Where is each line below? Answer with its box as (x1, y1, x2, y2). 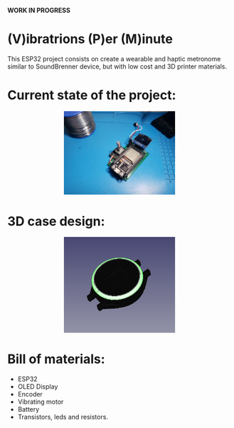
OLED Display (17, 382, 58, 391)
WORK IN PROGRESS (7, 6, 71, 14)
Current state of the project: (7, 87, 176, 103)
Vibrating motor (17, 397, 64, 406)
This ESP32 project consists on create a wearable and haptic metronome (7, 54, 221, 63)
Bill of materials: (7, 351, 105, 367)
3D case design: (7, 213, 105, 229)
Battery (17, 405, 40, 414)
